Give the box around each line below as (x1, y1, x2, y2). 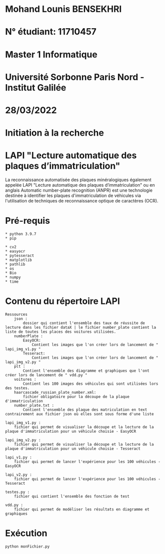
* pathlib (5, 262, 26, 267)
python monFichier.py (5, 544, 50, 549)
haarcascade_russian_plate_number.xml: (14, 390, 97, 395)
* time (5, 279, 19, 284)
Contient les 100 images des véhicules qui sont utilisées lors (23, 381, 159, 386)
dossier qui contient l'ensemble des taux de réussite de (23, 320, 145, 325)
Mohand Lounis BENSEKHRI (5, 3, 122, 15)
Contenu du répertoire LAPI (5, 296, 120, 307)
